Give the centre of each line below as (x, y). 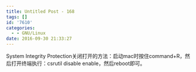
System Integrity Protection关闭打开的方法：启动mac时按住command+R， (96, 56)
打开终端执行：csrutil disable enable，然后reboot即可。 (78, 63)
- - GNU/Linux (28, 33)
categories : (21, 28)
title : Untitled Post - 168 (40, 11)
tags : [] (17, 17)
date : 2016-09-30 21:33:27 (39, 39)
